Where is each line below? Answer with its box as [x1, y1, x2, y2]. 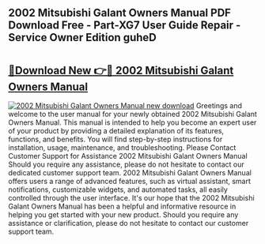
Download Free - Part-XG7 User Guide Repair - [8, 19, 241, 32]
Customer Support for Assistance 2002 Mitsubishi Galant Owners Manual [8, 152, 248, 160]
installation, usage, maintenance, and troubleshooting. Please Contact [8, 143, 237, 152]
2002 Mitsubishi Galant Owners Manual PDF [8, 6, 232, 20]
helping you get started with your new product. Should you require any [8, 210, 239, 220]
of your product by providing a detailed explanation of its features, [8, 126, 224, 135]
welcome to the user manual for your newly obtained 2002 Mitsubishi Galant [8, 110, 257, 118]
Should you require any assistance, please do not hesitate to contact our [8, 160, 245, 169]
